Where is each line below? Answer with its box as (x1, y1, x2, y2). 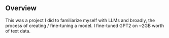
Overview (5, 4, 37, 12)
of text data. (5, 27, 31, 34)
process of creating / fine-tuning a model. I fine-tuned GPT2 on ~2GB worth (5, 22, 164, 28)
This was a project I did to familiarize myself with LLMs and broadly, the (5, 17, 155, 23)
